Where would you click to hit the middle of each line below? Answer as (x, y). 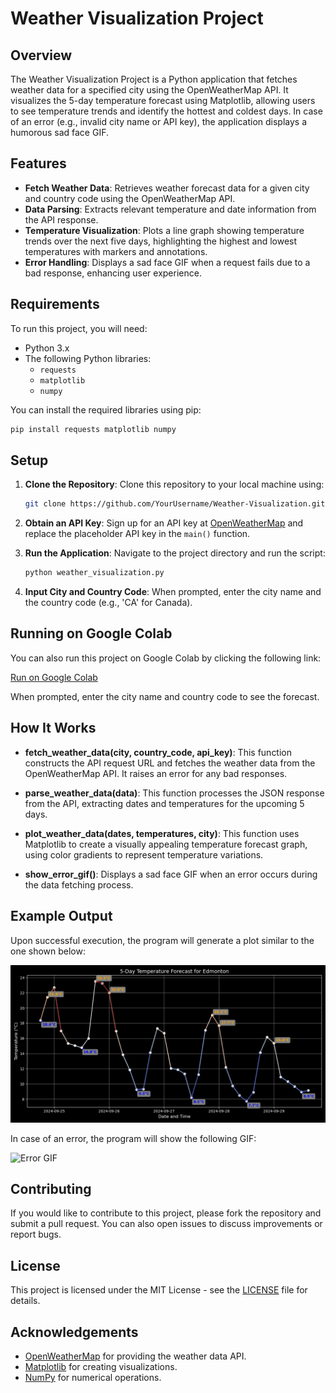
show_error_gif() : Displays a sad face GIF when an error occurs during (171, 874)
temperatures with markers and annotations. (116, 251)
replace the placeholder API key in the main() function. (137, 534)
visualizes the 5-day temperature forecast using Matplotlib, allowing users (163, 100)
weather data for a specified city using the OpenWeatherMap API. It (149, 90)
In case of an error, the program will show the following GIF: (133, 1138)
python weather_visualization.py (94, 573)
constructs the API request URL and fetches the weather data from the (170, 763)
